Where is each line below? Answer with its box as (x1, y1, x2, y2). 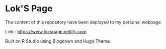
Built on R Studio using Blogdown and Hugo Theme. (5, 38, 111, 44)
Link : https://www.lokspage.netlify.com (5, 28, 87, 34)
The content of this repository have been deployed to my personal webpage (5, 19, 161, 25)
